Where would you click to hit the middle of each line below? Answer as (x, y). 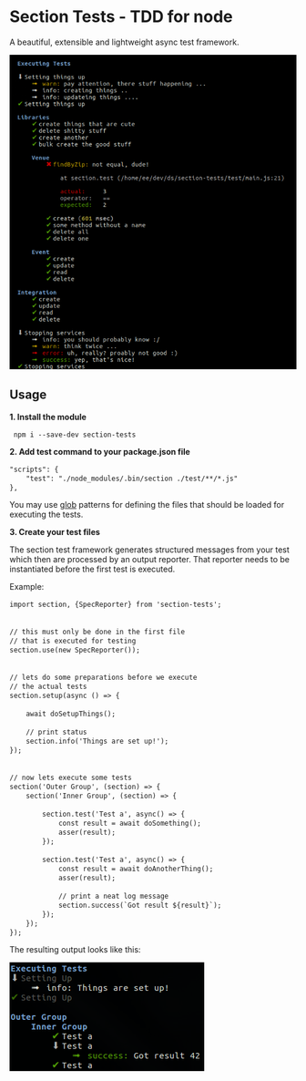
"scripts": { (34, 469)
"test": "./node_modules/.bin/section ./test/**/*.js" (132, 479)
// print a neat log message (113, 896)
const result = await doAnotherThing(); (136, 869)
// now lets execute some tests (71, 777)
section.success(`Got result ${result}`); (140, 905)
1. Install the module (48, 417)
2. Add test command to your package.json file (100, 451)
